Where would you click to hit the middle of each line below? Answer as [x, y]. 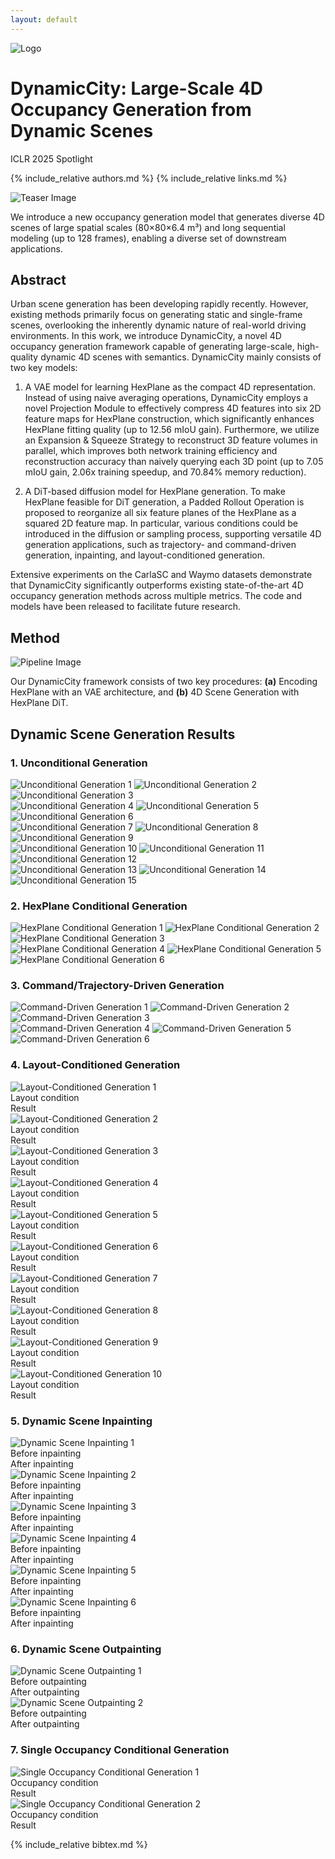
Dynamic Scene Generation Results [123, 734]
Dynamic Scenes [82, 130]
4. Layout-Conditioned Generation [95, 1065]
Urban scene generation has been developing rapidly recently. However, [159, 304]
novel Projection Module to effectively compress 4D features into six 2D [173, 408]
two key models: [44, 368]
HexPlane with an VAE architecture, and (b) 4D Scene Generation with [155, 692]
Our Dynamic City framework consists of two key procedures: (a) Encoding [164, 682]
